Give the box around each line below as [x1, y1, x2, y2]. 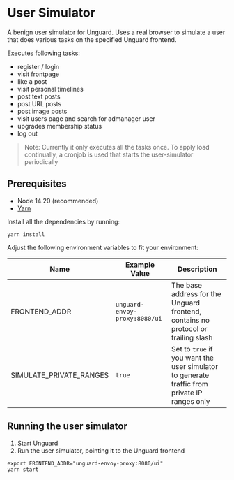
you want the [171, 353, 214, 363]
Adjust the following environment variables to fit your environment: [7, 243, 198, 252]
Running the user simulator [7, 421, 127, 432]
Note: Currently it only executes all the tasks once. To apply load [24, 143, 210, 151]
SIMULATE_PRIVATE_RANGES [10, 370, 109, 380]
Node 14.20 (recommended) [17, 196, 99, 205]
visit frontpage [17, 70, 60, 78]
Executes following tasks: [7, 49, 80, 57]
